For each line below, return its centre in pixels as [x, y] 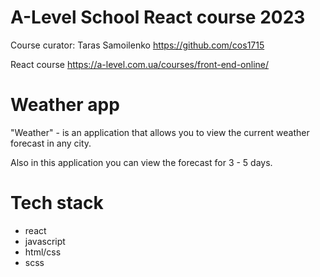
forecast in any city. [51, 143]
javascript [45, 241]
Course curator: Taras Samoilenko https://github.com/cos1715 [137, 45]
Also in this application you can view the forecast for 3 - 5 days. [141, 162]
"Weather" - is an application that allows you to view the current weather [160, 132]
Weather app [65, 105]
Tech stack [57, 203]
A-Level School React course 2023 [158, 17]
